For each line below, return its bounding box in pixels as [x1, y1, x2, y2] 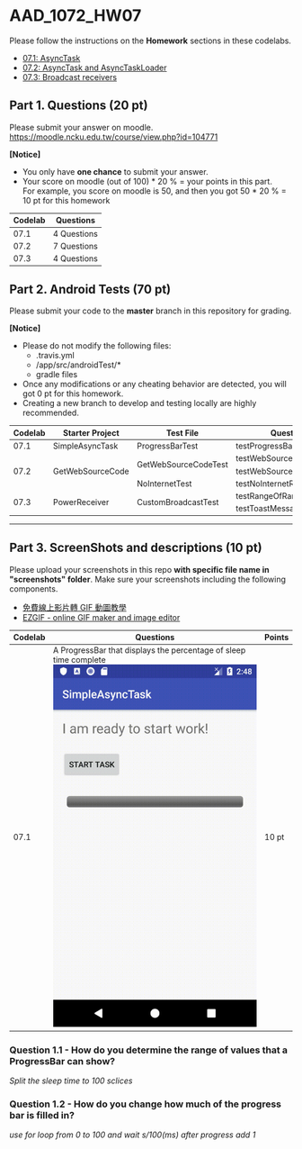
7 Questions [52, 240, 99, 251]
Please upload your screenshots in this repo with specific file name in [9, 564, 270, 574]
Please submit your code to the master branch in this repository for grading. [9, 305, 292, 316]
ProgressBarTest [136, 440, 199, 451]
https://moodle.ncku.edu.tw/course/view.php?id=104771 [9, 131, 218, 142]
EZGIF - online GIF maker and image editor [22, 611, 181, 622]
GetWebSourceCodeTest [136, 459, 228, 470]
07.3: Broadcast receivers [22, 71, 118, 82]
